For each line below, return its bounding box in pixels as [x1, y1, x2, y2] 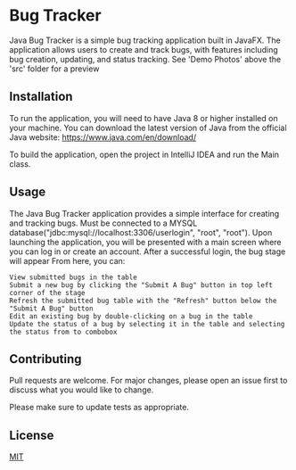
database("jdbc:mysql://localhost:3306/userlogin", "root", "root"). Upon [9, 227, 273, 237]
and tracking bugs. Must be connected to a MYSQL [9, 218, 198, 228]
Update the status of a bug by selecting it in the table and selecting [9, 319, 285, 328]
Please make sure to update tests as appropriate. [9, 402, 190, 413]
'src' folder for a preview [9, 63, 100, 74]
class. [9, 158, 31, 169]
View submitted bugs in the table [9, 273, 138, 282]
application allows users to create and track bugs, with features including [9, 44, 278, 54]
